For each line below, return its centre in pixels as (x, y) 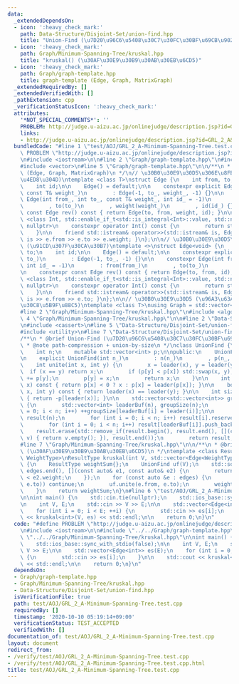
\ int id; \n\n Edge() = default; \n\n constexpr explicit (121, 186)
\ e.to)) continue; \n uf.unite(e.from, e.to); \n (105, 484)
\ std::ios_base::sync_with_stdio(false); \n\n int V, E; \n (119, 544)
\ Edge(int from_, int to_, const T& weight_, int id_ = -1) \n (116, 199)
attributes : (32, 113)
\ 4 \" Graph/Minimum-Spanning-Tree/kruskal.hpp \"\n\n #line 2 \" (117, 319)
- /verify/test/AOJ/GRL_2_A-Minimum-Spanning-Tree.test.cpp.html (106, 663)
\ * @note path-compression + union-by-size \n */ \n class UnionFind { (126, 345)
